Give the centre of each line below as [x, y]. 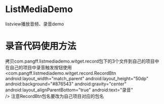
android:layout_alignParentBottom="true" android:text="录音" [69, 90]
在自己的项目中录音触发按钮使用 [38, 67]
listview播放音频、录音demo [35, 24]
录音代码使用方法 [41, 46]
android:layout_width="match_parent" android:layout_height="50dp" [77, 78]
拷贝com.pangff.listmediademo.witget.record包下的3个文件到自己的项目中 [82, 61]
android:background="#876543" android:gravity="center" [66, 84]
